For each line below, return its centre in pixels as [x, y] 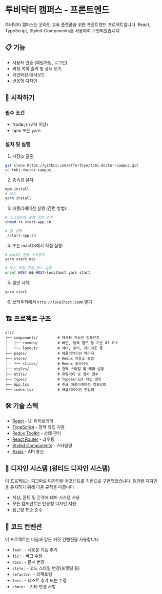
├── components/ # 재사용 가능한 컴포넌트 [52, 338]
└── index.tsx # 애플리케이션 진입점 [50, 390]
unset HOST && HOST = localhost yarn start [48, 273]
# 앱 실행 [13, 231]
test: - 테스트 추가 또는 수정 [39, 580]
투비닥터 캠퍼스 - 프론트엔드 [57, 10]
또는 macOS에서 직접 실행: [38, 245]
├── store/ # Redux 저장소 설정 [50, 358]
